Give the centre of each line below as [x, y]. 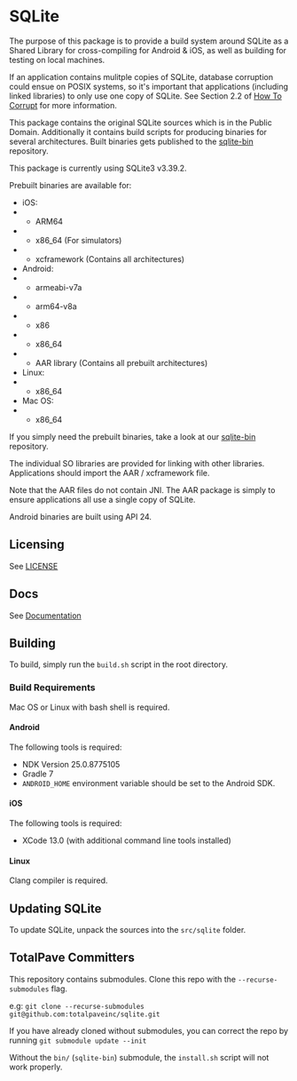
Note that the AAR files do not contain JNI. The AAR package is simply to [142, 489]
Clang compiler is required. [59, 880]
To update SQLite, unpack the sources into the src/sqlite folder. [128, 930]
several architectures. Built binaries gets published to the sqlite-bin [132, 141]
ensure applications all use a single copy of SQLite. [102, 499]
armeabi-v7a [59, 287]
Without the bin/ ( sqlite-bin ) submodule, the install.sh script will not [139, 1057]
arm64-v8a [56, 306]
